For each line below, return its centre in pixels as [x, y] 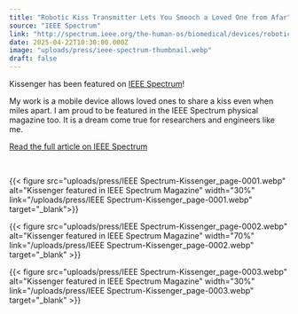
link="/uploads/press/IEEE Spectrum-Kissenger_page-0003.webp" [132, 290]
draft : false [33, 59]
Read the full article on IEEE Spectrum [78, 146]
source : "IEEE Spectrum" [55, 26]
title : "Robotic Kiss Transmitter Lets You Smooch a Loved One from [138, 17]
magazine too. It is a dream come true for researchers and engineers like [142, 120]
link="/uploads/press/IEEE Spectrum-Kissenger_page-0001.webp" [131, 200]
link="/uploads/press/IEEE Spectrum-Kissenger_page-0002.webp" [132, 245]
